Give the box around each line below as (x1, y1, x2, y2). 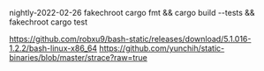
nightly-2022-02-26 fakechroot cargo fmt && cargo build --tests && (9, 8, 255, 18)
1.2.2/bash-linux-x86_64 (9, 43, 98, 53)
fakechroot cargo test (9, 17, 88, 27)
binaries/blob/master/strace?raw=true (9, 53, 147, 62)
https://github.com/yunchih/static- (99, 43, 225, 53)
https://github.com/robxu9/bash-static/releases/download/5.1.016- (9, 34, 252, 44)
